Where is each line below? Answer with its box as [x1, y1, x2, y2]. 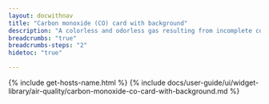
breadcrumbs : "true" [8, 34, 78, 42]
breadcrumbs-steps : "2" [8, 42, 88, 50]
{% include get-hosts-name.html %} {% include [8, 78, 166, 87]
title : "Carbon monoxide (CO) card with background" [8, 19, 188, 27]
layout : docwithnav [8, 11, 74, 20]
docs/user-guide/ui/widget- [167, 78, 259, 87]
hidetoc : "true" [8, 49, 62, 57]
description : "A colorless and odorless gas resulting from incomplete [8, 26, 252, 34]
